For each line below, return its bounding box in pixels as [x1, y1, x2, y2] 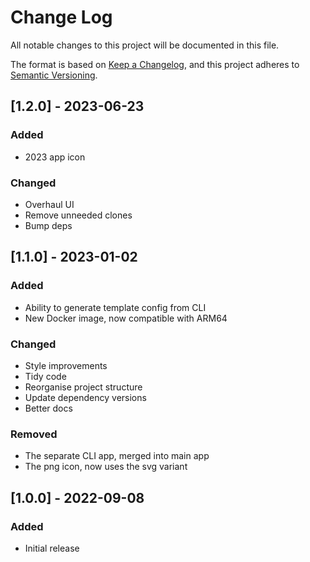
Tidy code [24, 370, 67, 382]
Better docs [24, 402, 73, 414]
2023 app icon [24, 151, 86, 163]
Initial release [24, 542, 80, 554]
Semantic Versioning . [10, 69, 98, 81]
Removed [10, 427, 58, 441]
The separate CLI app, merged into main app [24, 450, 210, 462]
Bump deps [24, 219, 73, 231]
